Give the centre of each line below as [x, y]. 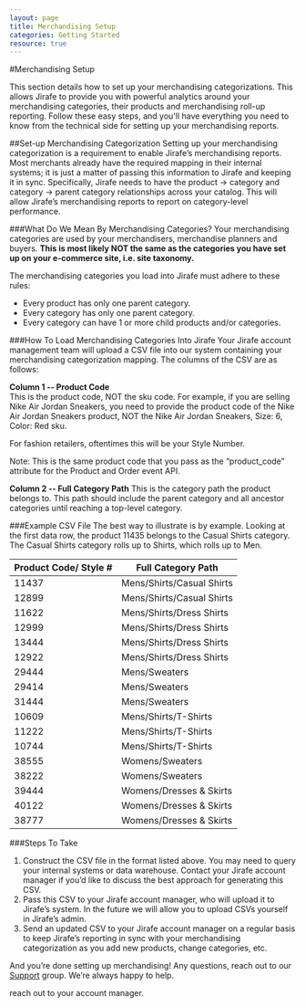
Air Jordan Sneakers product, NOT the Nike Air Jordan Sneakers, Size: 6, [146, 416]
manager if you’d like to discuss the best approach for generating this [153, 880]
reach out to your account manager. [76, 993]
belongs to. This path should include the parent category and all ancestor [147, 498]
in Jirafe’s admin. [54, 919]
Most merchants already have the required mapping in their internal [136, 163]
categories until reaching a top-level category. [96, 509]
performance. [35, 212]
